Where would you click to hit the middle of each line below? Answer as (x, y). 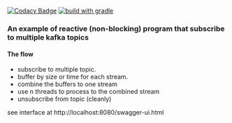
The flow (20, 54)
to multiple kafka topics (48, 37)
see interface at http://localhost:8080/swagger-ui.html (86, 113)
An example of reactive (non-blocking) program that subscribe (116, 28)
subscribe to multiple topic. (57, 69)
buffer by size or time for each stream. (73, 77)
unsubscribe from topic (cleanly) (64, 99)
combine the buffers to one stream (67, 84)
